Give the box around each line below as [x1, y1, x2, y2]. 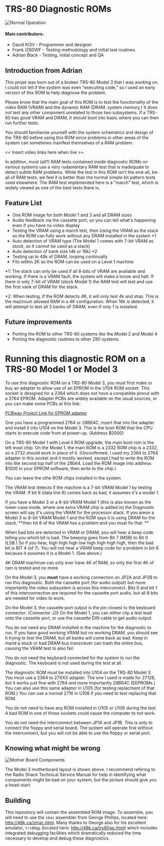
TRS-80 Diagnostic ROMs [5, 3, 112, 15]
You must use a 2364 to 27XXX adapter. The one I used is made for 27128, [5, 674, 156, 681]
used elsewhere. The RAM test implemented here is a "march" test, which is [5, 180, 159, 185]
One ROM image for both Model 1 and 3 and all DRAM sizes [12, 212, 132, 218]
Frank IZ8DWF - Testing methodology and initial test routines [12, 47, 136, 53]
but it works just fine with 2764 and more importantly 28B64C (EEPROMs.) [5, 680, 156, 686]
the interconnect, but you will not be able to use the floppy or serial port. [5, 730, 151, 736]
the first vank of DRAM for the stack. [5, 284, 79, 290]
